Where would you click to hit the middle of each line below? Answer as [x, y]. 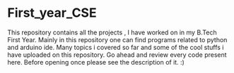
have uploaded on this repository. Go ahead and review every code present [117, 55]
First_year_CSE [52, 13]
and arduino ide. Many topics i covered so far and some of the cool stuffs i [116, 47]
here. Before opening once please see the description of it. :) [96, 62]
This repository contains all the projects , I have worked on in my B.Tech [112, 32]
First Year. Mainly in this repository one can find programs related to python [117, 39]
